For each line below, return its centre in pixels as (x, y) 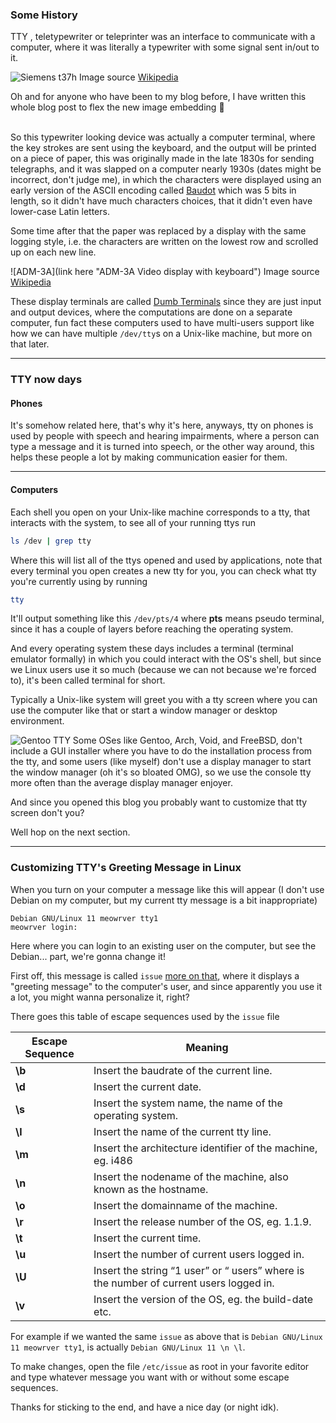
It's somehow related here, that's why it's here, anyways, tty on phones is (162, 425)
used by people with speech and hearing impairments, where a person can (165, 436)
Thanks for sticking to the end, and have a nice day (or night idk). (145, 1407)
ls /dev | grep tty (51, 541)
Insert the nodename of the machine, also (191, 1176)
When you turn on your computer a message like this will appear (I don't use (167, 889)
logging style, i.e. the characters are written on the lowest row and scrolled (164, 242)
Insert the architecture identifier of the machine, (205, 1148)
